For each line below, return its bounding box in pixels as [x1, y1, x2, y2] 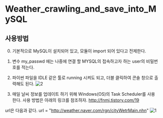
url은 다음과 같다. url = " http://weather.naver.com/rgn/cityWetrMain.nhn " [5, 108, 149, 113]
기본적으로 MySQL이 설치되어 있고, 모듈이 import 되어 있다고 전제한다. [12, 48, 146, 54]
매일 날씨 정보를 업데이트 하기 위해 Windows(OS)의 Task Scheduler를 [12, 91, 146, 97]
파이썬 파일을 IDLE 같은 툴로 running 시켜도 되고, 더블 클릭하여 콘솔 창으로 [12, 75, 153, 81]
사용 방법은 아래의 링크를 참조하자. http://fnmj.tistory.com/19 [22, 97, 140, 103]
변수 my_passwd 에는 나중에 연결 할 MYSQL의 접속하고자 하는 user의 [12, 58, 145, 64]
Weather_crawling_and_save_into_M [5, 3, 157, 15]
